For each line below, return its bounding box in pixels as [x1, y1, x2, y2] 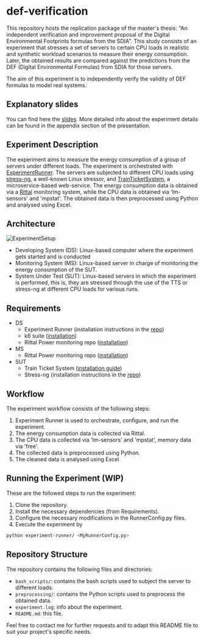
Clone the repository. [15, 501, 68, 508]
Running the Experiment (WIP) [6, 473, 124, 484]
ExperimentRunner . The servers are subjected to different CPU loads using [6, 169, 194, 176]
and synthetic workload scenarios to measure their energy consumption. [6, 50, 189, 57]
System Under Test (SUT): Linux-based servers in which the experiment [15, 272, 196, 280]
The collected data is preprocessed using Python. [15, 449, 141, 456]
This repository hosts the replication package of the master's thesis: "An [6, 24, 188, 32]
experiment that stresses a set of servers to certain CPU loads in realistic [6, 44, 190, 51]
